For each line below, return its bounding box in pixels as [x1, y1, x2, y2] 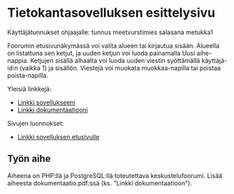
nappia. [7, 56, 29, 64]
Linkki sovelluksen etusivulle [17, 133, 100, 141]
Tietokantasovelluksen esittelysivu [7, 5, 216, 21]
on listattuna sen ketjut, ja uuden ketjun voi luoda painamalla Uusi [7, 49, 196, 57]
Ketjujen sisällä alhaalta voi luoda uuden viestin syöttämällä [30, 56, 200, 64]
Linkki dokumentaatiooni [17, 105, 89, 114]
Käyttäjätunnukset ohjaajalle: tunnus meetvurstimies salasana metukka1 [7, 28, 213, 36]
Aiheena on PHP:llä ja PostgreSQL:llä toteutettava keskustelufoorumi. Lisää [7, 171, 223, 179]
